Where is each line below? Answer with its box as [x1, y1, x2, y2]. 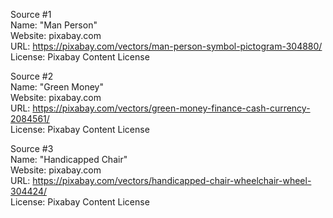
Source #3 [10, 143, 54, 154]
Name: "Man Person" [10, 19, 98, 31]
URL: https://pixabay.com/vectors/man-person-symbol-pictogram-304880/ [10, 40, 323, 52]
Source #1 [10, 9, 52, 20]
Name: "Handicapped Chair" [10, 154, 128, 165]
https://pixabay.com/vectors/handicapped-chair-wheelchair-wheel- [32, 175, 312, 186]
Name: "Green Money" [10, 81, 104, 93]
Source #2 [10, 70, 54, 82]
